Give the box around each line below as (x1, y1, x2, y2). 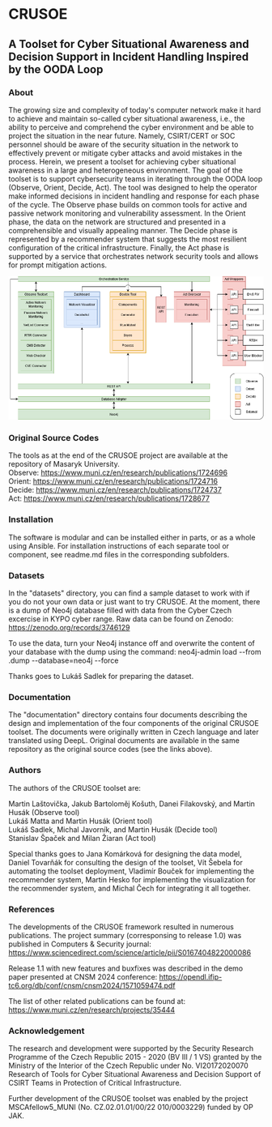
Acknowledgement (8, 1025, 85, 1036)
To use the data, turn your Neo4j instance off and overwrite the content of (8, 638, 255, 648)
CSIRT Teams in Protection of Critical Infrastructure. (8, 1078, 182, 1088)
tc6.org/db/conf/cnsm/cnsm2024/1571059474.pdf (8, 980, 176, 990)
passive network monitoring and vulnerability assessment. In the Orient (8, 208, 246, 218)
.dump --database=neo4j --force (8, 655, 119, 665)
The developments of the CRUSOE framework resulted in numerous (8, 921, 235, 932)
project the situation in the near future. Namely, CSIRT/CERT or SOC (8, 130, 236, 140)
